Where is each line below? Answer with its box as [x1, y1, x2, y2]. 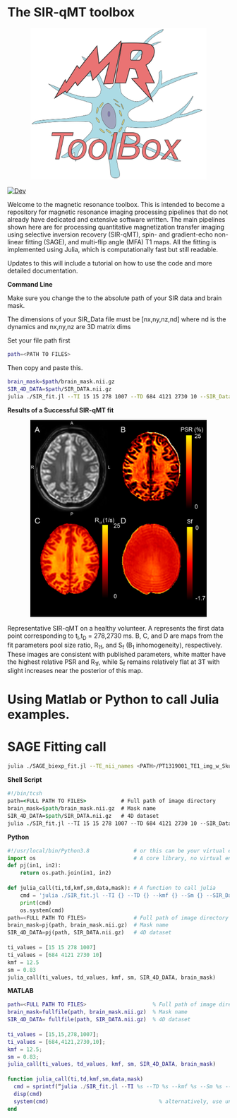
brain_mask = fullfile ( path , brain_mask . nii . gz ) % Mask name [7, 1009, 188, 1016]
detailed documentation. [7, 266, 78, 275]
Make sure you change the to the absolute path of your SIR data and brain [7, 294, 222, 302]
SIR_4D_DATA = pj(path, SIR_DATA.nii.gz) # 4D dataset [7, 929, 172, 936]
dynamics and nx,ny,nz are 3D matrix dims [7, 323, 131, 331]
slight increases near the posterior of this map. [7, 667, 143, 675]
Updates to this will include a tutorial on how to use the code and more [7, 259, 213, 268]
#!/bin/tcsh [7, 790, 42, 797]
